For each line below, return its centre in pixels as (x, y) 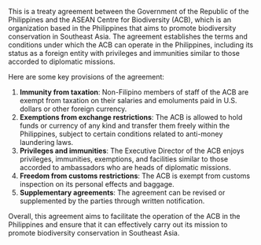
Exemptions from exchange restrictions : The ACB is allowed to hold (131, 117)
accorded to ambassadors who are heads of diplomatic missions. (125, 167)
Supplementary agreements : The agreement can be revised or (122, 193)
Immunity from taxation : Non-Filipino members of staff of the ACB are (134, 92)
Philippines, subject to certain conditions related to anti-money (121, 134)
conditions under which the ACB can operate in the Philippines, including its (131, 45)
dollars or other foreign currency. (73, 109)
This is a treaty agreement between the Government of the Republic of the (129, 11)
